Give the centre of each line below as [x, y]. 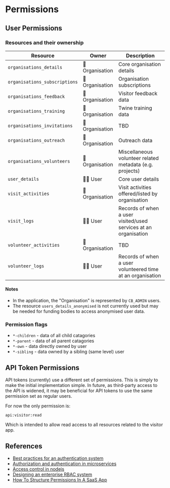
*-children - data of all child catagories [54, 336]
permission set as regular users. [39, 396]
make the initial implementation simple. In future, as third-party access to [81, 385]
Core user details [139, 179]
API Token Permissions [42, 367]
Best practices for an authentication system [58, 458]
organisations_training [36, 111]
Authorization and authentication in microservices [65, 464]
